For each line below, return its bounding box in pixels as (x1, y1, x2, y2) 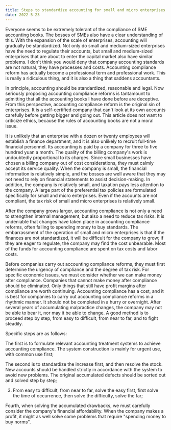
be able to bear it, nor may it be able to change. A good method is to (5, 310, 149, 316)
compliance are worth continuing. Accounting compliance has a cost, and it (5, 288, 164, 294)
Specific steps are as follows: (5, 330, 67, 337)
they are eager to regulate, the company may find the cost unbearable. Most (5, 240, 166, 246)
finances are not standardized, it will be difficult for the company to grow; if (5, 235, 164, 241)
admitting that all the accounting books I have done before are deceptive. (5, 95, 160, 102)
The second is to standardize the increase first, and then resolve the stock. (5, 361, 163, 367)
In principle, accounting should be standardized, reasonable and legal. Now (5, 85, 164, 91)
